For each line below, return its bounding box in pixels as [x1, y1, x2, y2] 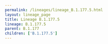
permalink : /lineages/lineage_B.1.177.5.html [5, 7, 103, 13]
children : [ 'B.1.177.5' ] [5, 31, 58, 36]
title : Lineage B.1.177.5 [5, 17, 60, 22]
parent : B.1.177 [5, 26, 39, 31]
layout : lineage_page [5, 12, 51, 17]
